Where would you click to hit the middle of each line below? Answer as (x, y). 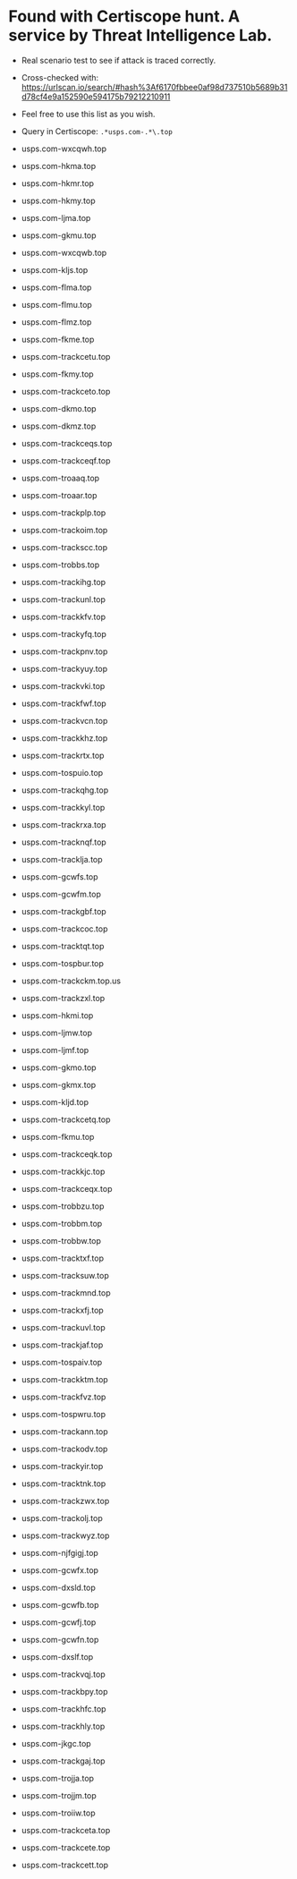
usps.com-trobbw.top (61, 1240)
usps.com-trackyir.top (62, 1466)
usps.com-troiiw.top (58, 1813)
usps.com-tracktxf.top (63, 1258)
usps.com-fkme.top (58, 339)
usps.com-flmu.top (57, 304)
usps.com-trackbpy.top (64, 1691)
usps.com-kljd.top (55, 1101)
